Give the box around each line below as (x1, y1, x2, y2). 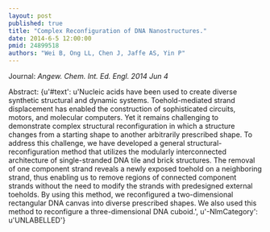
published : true (8, 19, 63, 27)
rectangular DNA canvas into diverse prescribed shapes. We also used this (8, 198, 257, 208)
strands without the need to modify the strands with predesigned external (8, 181, 253, 190)
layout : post (8, 11, 52, 20)
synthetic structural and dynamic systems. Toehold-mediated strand (8, 96, 235, 105)
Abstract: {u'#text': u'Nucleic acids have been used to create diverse (8, 87, 238, 97)
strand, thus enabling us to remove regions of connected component (8, 172, 237, 182)
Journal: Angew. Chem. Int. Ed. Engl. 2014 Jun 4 (8, 72, 168, 81)
